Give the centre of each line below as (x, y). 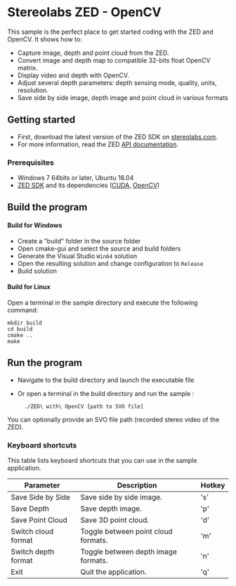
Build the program (47, 207)
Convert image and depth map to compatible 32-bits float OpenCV (114, 60)
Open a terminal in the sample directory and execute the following (103, 302)
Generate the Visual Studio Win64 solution (77, 256)
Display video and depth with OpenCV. (73, 75)
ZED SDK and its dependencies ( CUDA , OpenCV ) (88, 185)
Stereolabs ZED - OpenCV (84, 12)
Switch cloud (32, 531)
